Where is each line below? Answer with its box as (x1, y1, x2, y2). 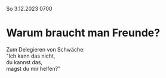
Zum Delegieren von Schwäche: (6, 46, 85, 53)
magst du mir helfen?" (6, 65, 61, 72)
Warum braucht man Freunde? (6, 26, 160, 40)
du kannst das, (6, 58, 43, 65)
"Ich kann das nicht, (6, 52, 56, 59)
